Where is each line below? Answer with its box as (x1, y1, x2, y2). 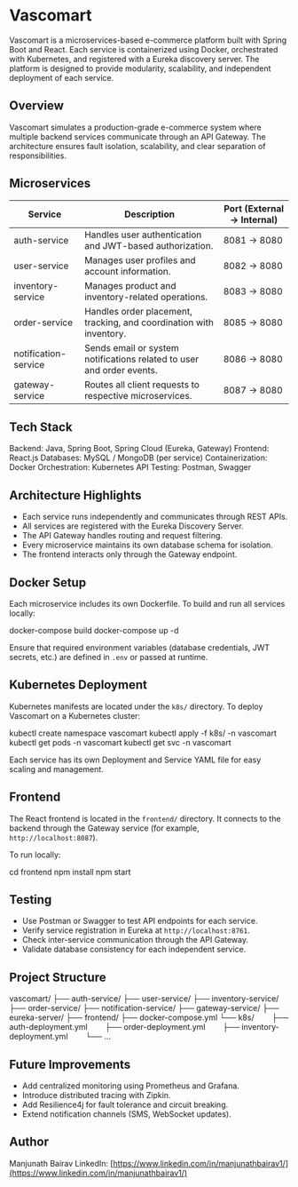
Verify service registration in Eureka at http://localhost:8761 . (21, 925, 250, 936)
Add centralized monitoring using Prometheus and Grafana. (21, 1080, 239, 1091)
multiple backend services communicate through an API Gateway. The (9, 131, 266, 142)
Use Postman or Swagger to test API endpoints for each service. (21, 916, 258, 927)
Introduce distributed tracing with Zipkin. (21, 1090, 171, 1101)
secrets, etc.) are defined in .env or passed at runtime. (9, 652, 208, 662)
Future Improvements (9, 1056, 131, 1071)
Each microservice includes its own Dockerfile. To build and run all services (9, 599, 286, 609)
